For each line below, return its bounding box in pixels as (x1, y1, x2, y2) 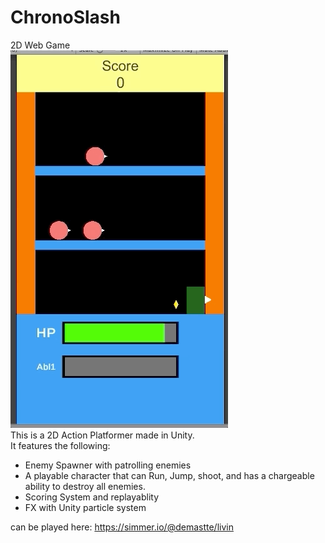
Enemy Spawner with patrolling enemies (24, 459, 192, 471)
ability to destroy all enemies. (24, 480, 146, 492)
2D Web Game (10, 39, 71, 51)
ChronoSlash (10, 6, 121, 29)
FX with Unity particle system (24, 501, 147, 513)
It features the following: (10, 439, 111, 451)
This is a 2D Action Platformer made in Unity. (10, 429, 195, 441)
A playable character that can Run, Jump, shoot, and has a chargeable (24, 469, 315, 481)
